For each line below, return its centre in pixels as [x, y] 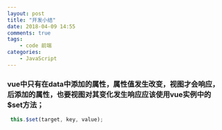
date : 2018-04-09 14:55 [41, 26]
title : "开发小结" [32, 20]
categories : [24, 53]
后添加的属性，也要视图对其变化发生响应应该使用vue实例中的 [109, 94]
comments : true [29, 33]
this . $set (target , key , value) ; [57, 120]
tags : [15, 39]
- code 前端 [36, 46]
